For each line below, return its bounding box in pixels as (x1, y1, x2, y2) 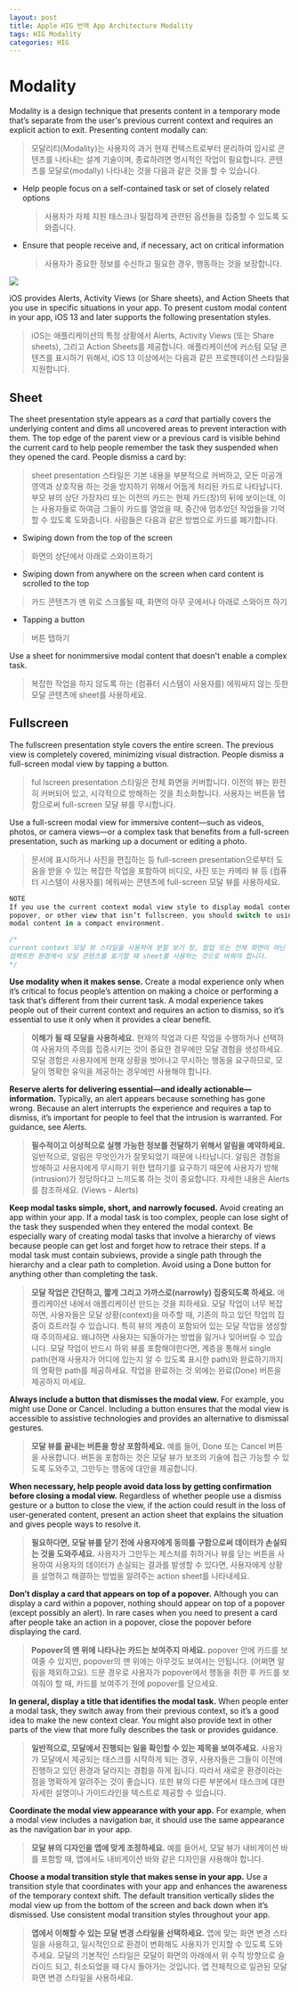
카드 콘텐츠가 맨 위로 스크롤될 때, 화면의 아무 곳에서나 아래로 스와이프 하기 (30, 596, 287, 607)
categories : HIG (9, 37, 69, 47)
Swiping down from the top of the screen (21, 532, 174, 543)
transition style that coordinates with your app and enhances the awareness (9, 1880, 287, 1891)
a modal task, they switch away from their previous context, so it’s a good (9, 1705, 279, 1716)
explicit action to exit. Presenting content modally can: (9, 125, 208, 135)
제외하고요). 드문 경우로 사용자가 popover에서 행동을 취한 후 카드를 (47, 1667, 280, 1677)
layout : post (9, 12, 58, 22)
